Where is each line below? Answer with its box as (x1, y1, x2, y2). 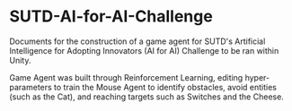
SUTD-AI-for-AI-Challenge (9, 6, 213, 27)
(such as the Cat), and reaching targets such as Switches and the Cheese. (9, 91, 285, 102)
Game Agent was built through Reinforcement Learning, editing (9, 72, 243, 82)
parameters (9, 81, 52, 92)
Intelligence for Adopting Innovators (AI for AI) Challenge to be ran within (9, 45, 279, 55)
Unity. (9, 55, 31, 65)
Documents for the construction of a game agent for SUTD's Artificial (9, 36, 266, 47)
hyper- (244, 72, 270, 82)
